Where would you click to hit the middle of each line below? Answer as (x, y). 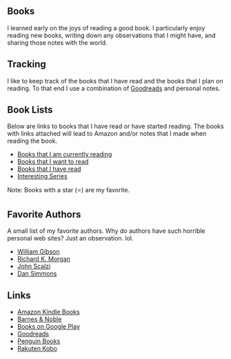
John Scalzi (34, 266)
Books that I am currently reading (64, 154)
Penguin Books (39, 341)
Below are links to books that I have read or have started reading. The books (115, 126)
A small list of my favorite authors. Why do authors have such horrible (106, 231)
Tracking (27, 64)
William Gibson (38, 252)
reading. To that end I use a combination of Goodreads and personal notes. (114, 88)
